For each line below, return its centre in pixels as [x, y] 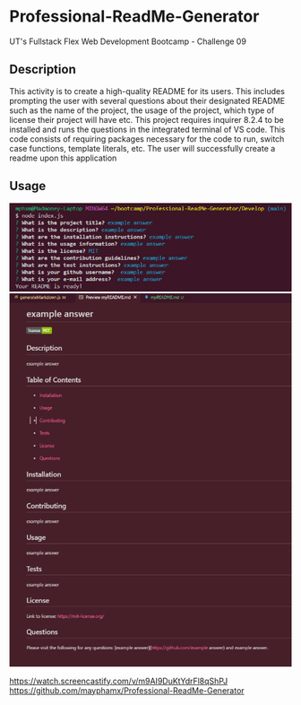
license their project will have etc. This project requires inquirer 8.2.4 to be [146, 119]
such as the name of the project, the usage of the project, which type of [142, 110]
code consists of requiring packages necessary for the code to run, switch [147, 139]
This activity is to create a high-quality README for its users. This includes [147, 91]
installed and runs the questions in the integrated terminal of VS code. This [147, 129]
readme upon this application [63, 158]
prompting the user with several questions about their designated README [147, 100]
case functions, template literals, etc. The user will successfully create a [142, 148]
